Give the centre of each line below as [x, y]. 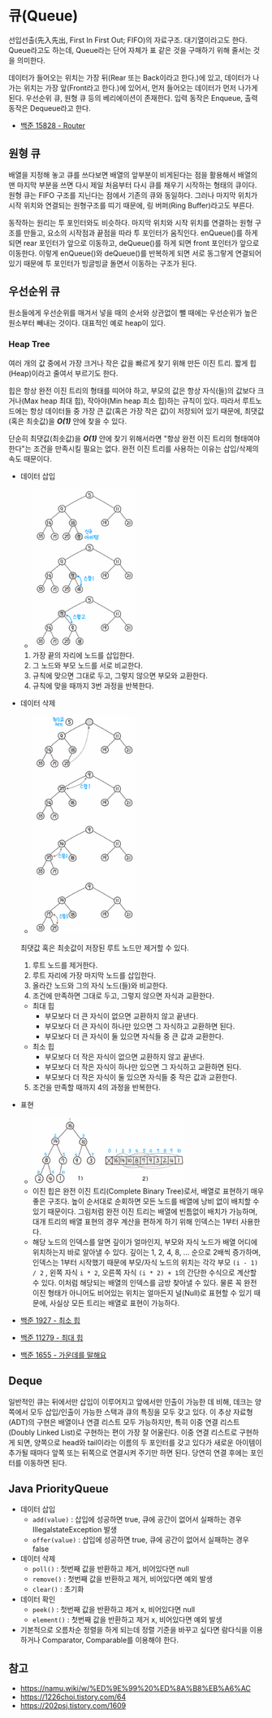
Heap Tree [29, 344]
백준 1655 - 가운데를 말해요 [63, 1355]
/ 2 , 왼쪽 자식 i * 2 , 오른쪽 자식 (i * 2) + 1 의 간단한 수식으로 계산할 [145, 1272]
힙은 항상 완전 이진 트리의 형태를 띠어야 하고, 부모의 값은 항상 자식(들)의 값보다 [132, 390]
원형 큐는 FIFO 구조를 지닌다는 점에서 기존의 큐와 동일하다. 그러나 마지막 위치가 [133, 195]
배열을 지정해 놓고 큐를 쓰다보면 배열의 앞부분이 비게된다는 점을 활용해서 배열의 [133, 174]
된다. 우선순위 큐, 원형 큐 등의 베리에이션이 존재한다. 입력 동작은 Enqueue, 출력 [133, 98]
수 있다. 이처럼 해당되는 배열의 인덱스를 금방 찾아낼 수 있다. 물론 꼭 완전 [145, 1282]
